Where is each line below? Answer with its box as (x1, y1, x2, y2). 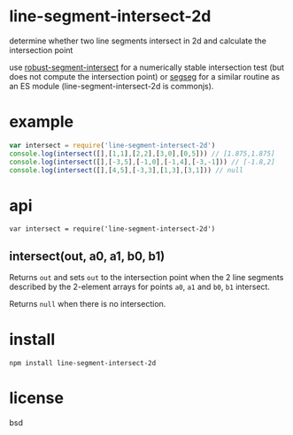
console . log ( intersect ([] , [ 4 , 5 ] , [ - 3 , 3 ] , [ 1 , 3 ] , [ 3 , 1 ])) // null (9, 165, 243, 174)
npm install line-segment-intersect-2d (9, 359, 157, 368)
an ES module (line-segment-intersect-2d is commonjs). (9, 80, 214, 91)
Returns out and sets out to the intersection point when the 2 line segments (9, 272, 284, 283)
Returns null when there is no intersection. (9, 299, 166, 309)
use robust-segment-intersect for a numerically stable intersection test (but (9, 62, 285, 72)
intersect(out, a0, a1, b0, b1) (9, 248, 166, 263)
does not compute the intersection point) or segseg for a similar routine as (9, 71, 281, 81)
